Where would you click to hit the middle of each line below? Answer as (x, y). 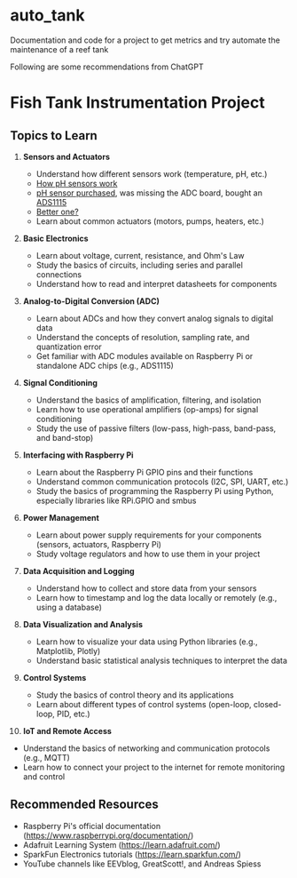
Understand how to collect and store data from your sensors (146, 588)
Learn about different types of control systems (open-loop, (144, 704)
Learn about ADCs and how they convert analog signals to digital (155, 318)
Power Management (61, 517)
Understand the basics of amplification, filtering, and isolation (148, 400)
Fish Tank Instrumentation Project (137, 103)
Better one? (57, 212)
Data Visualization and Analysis (82, 624)
